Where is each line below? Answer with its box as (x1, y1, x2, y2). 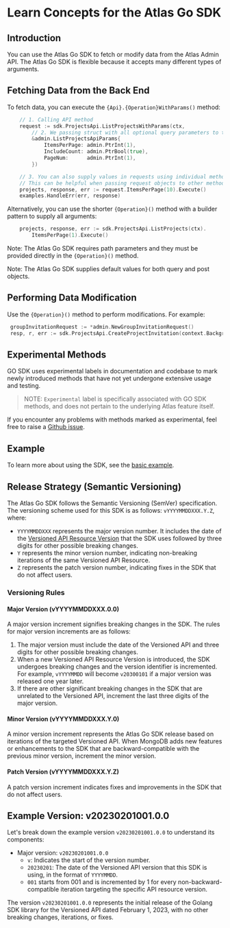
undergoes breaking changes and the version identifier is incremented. (16, 662, 218, 671)
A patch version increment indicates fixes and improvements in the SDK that (7, 782, 222, 791)
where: (7, 513, 27, 522)
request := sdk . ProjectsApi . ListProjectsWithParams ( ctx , (19, 122, 186, 130)
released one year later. (16, 677, 84, 686)
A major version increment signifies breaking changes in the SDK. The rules (7, 620, 220, 629)
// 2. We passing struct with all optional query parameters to (31, 129, 219, 136)
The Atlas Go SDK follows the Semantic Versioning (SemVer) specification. (7, 499, 218, 507)
